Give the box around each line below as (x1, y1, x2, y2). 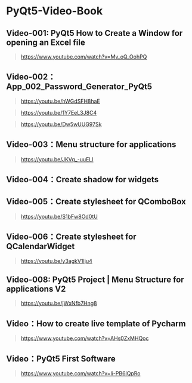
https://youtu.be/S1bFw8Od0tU (20, 213, 98, 220)
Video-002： (6, 72, 56, 82)
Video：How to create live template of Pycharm (6, 318, 186, 329)
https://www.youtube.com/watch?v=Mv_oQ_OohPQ (20, 53, 147, 60)
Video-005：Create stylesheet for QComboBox (6, 197, 186, 207)
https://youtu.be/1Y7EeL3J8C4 (20, 109, 97, 116)
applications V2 (6, 284, 66, 294)
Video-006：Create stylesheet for (6, 232, 137, 242)
